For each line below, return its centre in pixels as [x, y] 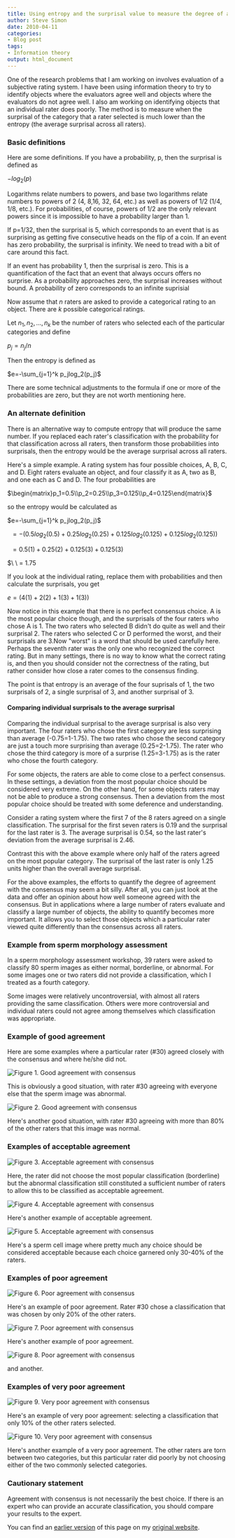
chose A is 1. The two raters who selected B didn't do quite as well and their [116, 626]
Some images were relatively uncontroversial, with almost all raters [104, 996]
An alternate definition [47, 413]
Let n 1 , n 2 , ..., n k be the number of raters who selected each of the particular [116, 323]
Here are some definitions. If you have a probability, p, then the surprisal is [115, 158]
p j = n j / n [19, 346]
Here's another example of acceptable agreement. [80, 1217]
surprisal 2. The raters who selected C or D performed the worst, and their [114, 633]
